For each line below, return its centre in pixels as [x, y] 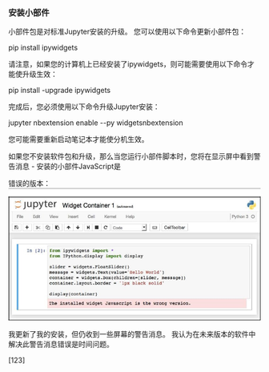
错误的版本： [29, 184]
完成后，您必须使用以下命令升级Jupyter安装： [84, 107]
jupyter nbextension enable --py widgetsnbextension [96, 123]
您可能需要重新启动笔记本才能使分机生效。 [78, 139]
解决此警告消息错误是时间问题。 [61, 344]
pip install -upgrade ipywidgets [59, 91]
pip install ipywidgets [43, 48]
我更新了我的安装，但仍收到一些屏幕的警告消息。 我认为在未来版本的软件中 [132, 334]
